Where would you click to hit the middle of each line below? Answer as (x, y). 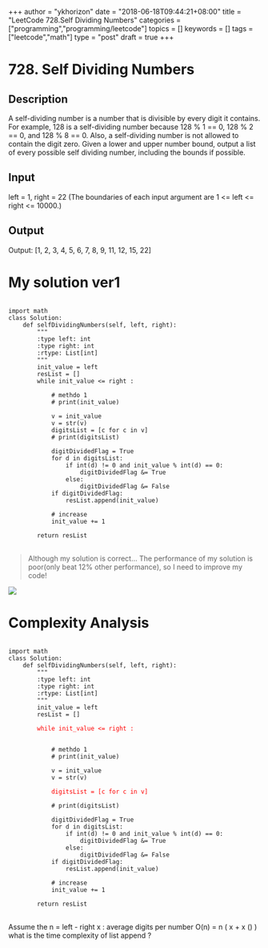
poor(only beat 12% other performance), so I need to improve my (135, 567)
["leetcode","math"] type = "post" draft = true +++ (91, 37)
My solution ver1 (64, 282)
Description (38, 99)
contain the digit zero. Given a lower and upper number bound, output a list (132, 144)
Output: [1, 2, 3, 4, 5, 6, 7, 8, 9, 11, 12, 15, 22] (80, 250)
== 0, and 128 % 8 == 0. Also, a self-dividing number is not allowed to (124, 135)
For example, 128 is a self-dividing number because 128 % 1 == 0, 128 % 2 (131, 127)
